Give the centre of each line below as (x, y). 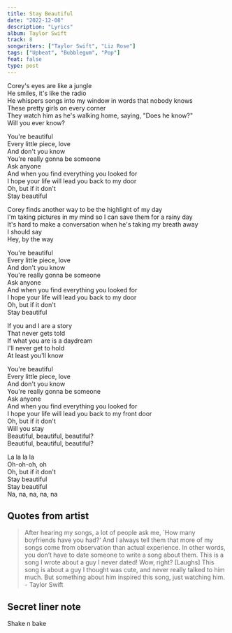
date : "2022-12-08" (36, 20)
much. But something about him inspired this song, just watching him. (124, 577)
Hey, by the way (30, 239)
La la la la (21, 457)
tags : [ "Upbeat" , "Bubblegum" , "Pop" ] (64, 53)
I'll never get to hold (36, 348)
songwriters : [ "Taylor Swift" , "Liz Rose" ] (72, 46)
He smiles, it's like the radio (47, 93)
